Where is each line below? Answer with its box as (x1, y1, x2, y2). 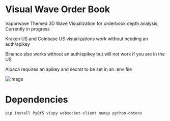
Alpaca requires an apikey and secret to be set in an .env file (5, 66, 132, 72)
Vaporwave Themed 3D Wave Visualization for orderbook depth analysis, (5, 20, 159, 26)
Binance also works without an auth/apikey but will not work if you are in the (5, 51, 165, 57)
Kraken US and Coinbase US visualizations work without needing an (5, 36, 149, 42)
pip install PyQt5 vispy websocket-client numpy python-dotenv (5, 110, 143, 115)
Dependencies (5, 94, 68, 105)
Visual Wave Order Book (5, 4, 110, 15)
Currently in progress (5, 25, 50, 32)
